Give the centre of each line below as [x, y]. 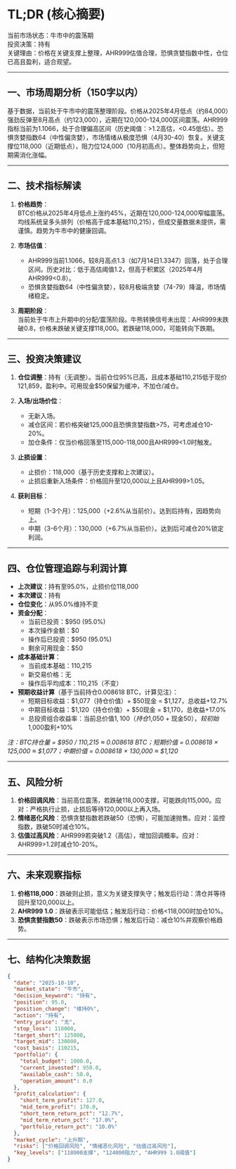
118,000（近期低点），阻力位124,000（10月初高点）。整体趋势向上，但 [119, 146]
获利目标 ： [33, 496]
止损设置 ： [33, 457]
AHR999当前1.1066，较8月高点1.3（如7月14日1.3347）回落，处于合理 [128, 260]
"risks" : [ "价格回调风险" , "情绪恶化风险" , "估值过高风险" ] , [96, 1146]
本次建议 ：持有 [39, 595]
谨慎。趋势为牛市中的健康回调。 [64, 230]
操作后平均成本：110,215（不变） [75, 683]
